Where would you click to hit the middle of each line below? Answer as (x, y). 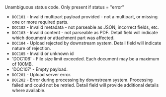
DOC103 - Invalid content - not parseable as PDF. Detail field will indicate (85, 32)
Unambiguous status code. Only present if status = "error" (65, 7)
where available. (29, 90)
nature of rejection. (31, 48)
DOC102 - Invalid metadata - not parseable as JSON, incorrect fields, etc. (85, 27)
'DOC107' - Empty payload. (40, 69)
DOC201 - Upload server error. (41, 74)
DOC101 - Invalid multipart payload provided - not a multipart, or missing (84, 17)
